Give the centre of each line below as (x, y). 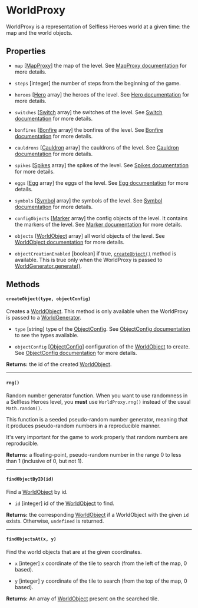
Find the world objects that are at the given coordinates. (74, 551)
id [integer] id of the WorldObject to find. (65, 503)
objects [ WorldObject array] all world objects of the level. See (90, 235)
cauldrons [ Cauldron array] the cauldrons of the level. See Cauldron (97, 147)
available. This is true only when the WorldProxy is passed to (88, 260)
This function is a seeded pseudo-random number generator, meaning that (97, 419)
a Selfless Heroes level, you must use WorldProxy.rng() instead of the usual (98, 401)
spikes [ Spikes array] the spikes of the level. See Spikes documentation (101, 165)
